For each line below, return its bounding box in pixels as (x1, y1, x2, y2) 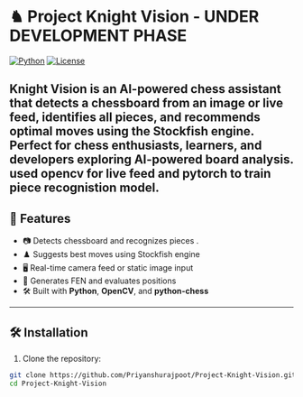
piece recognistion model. (9, 180, 160, 196)
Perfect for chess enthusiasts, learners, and (9, 138, 262, 153)
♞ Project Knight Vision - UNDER (9, 6, 260, 27)
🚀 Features (9, 210, 71, 226)
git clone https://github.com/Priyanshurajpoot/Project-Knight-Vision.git (9, 370, 297, 380)
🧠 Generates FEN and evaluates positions (22, 275, 177, 286)
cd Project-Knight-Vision (9, 379, 106, 388)
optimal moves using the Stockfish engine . (9, 124, 254, 139)
